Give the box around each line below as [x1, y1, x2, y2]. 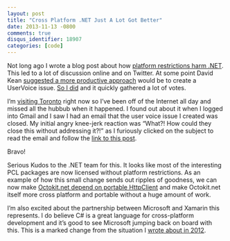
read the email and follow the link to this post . [7, 134, 137, 142]
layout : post [7, 10, 45, 17]
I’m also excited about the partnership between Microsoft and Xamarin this [7, 204, 220, 212]
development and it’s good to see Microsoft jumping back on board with [7, 219, 213, 226]
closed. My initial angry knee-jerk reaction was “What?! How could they [7, 119, 212, 127]
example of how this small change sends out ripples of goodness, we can [7, 176, 217, 184]
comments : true [7, 29, 51, 37]
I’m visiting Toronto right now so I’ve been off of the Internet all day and [7, 97, 211, 105]
